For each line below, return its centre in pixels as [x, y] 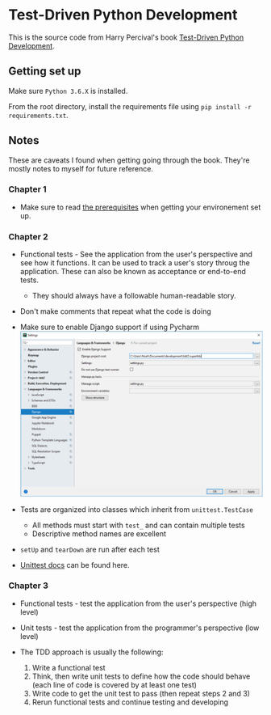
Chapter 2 [28, 236]
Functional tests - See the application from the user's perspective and [136, 254]
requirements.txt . [38, 115]
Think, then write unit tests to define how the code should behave [141, 676]
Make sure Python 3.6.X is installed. [68, 91]
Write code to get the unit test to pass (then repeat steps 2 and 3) [141, 693]
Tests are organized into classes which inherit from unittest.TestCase [137, 509]
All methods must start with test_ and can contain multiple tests [138, 525]
